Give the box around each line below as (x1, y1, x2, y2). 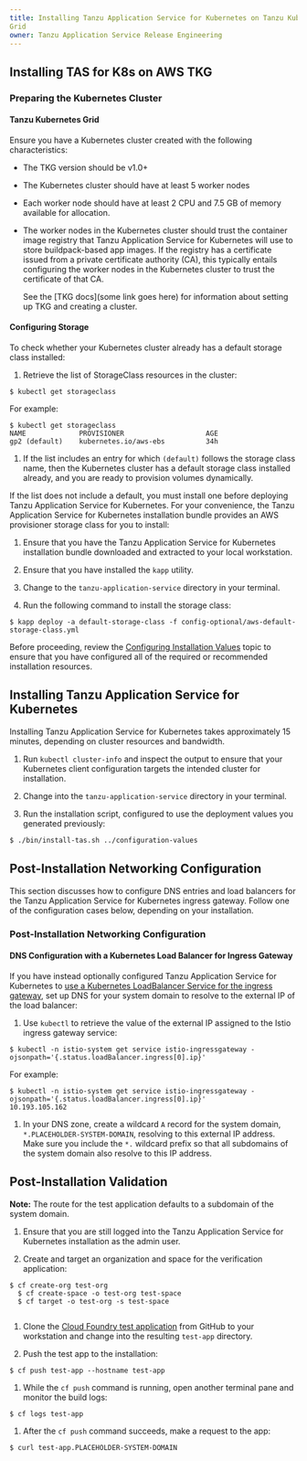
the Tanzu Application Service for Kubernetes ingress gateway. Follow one (9, 895, 290, 906)
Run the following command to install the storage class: (22, 600, 231, 611)
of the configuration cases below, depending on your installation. (9, 904, 254, 915)
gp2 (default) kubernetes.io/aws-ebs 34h (9, 437, 219, 446)
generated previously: (22, 817, 106, 828)
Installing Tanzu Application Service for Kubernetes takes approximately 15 (9, 726, 291, 737)
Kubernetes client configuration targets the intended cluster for (22, 762, 261, 773)
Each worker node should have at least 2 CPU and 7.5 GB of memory (22, 197, 281, 208)
